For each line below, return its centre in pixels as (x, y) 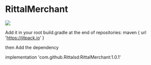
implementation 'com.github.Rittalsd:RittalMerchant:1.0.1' (63, 57)
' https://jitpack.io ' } (25, 37)
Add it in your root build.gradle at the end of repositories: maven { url (76, 32)
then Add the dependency (32, 47)
